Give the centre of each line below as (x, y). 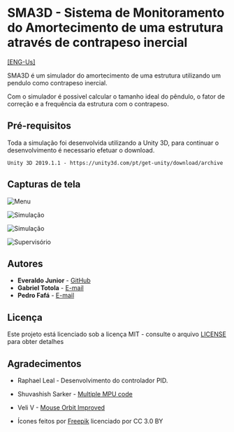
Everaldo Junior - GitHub (54, 280)
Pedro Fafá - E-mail (46, 296)
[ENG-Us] (21, 62)
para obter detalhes (36, 342)
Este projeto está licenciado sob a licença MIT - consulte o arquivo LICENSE (117, 334)
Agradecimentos (44, 364)
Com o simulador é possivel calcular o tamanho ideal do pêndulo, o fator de (116, 96)
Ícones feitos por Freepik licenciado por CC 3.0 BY (90, 421)
